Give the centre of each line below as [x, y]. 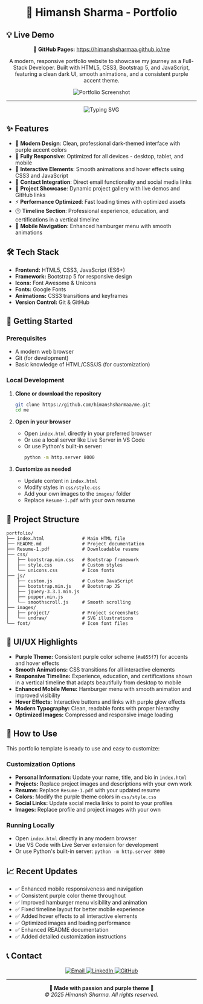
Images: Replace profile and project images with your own [88, 809]
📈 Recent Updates [42, 871]
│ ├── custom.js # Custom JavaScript [70, 581]
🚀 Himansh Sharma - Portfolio [101, 12]
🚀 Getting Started [40, 321]
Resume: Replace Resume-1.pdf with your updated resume [87, 790]
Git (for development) [42, 358]
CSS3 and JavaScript [41, 175]
